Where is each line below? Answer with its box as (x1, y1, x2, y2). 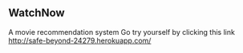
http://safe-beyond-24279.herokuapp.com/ (8, 36, 152, 45)
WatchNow (8, 6, 66, 20)
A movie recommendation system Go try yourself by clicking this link (8, 27, 235, 36)
